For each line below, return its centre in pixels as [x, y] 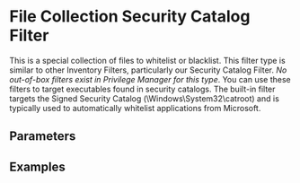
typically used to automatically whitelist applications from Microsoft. [135, 108]
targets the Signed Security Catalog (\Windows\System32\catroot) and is [145, 98]
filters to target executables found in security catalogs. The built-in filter [142, 89]
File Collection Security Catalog [130, 17]
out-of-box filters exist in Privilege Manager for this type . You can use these [150, 79]
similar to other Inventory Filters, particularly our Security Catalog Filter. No [148, 70]
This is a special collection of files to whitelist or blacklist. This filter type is [147, 60]
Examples [37, 166]
